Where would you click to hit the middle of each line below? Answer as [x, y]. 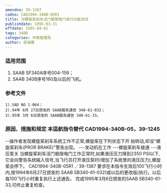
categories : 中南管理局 [28, 38]
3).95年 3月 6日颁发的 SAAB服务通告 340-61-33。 [53, 116]
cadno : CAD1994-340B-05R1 [32, 15]
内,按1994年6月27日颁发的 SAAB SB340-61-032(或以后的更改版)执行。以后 [83, 172]
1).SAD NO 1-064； [24, 105]
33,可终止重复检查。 [26, 185]
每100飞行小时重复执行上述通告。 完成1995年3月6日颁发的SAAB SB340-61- [83, 178]
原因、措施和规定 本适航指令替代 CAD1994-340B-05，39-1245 [82, 129]
